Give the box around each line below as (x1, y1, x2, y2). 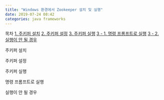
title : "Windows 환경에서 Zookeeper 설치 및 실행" (5, 7, 103, 12)
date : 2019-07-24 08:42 (5, 12, 55, 17)
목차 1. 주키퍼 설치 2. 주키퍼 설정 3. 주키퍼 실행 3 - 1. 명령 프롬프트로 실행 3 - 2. (5, 31, 159, 37)
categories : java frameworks (5, 16, 66, 21)
